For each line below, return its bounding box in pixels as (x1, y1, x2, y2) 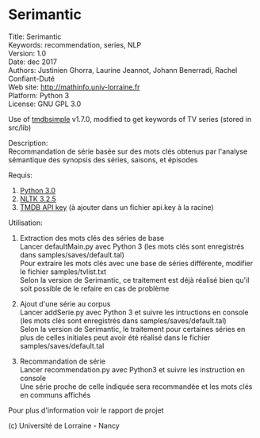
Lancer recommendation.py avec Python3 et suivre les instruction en (19, 364, 246, 374)
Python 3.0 (19, 185, 56, 195)
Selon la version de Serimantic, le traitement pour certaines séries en (19, 324, 246, 333)
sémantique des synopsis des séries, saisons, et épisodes (8, 154, 198, 164)
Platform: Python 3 (8, 90, 70, 100)
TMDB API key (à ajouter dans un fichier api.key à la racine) (19, 202, 214, 211)
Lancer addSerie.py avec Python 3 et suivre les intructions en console (19, 307, 249, 317)
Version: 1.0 (8, 48, 47, 58)
